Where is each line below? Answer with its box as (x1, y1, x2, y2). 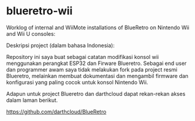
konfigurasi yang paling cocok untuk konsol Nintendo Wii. (6, 79, 148, 86)
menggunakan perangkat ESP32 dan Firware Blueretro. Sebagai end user (6, 60, 187, 67)
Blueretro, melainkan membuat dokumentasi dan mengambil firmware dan (6, 72, 188, 79)
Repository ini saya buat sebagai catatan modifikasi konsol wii (6, 53, 159, 60)
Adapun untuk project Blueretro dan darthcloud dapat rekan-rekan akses (6, 90, 185, 97)
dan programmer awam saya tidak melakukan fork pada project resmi (6, 66, 178, 73)
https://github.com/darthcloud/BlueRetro (6, 108, 106, 115)
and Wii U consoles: (6, 30, 56, 37)
